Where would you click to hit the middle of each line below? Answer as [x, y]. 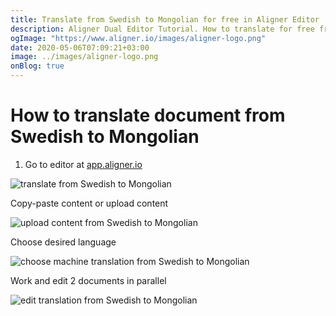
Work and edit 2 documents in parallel [88, 280]
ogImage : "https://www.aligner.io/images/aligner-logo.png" [138, 38]
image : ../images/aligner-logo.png [84, 57]
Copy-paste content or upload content [89, 203]
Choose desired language [63, 242]
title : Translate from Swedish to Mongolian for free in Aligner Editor [165, 19]
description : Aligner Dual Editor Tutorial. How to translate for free [162, 29]
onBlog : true [37, 66]
